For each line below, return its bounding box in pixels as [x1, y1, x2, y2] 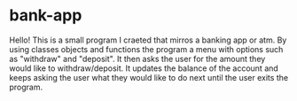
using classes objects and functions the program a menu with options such [9, 43, 284, 54]
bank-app [9, 5, 82, 26]
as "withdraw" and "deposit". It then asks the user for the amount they [9, 53, 266, 64]
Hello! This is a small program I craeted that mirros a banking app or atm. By [9, 35, 287, 45]
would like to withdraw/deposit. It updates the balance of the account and [9, 63, 279, 74]
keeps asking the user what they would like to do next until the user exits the [9, 72, 289, 82]
